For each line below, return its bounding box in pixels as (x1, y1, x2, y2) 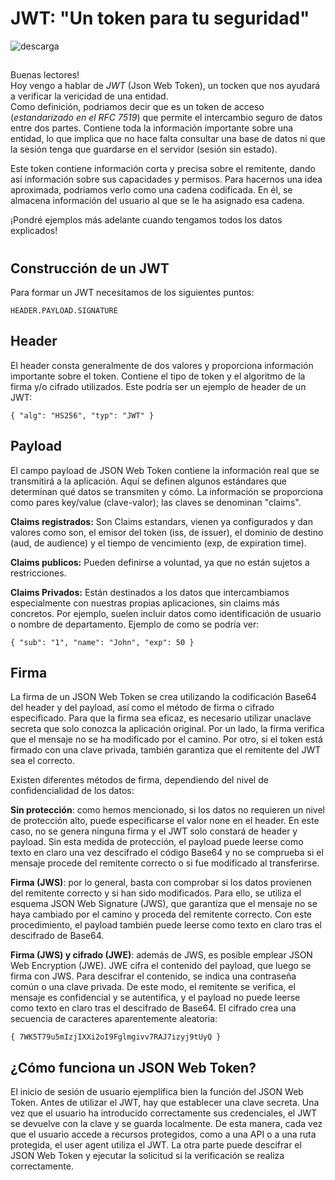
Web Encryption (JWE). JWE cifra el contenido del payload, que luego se (10, 960, 312, 972)
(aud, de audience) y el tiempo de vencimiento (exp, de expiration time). (10, 537, 307, 549)
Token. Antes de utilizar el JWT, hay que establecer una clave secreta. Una (10, 1097, 320, 1109)
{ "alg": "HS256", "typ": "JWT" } (10, 410, 155, 421)
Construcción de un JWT (10, 260, 170, 277)
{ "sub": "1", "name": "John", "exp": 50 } (10, 637, 195, 647)
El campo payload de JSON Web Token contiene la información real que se (10, 464, 320, 476)
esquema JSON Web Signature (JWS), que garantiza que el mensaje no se (10, 898, 318, 910)
